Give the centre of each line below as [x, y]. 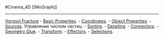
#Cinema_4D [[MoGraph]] [31, 7]
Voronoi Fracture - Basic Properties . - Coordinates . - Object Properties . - [78, 21]
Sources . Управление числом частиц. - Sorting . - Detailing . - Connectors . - [82, 26]
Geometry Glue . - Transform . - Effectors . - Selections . [59, 31]
